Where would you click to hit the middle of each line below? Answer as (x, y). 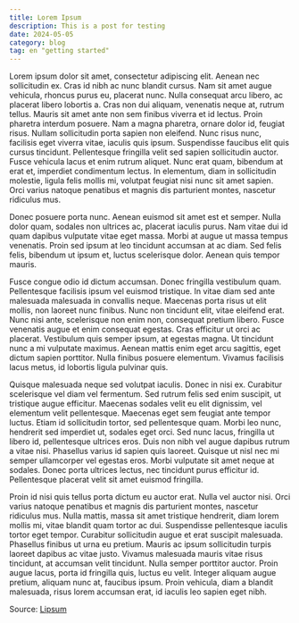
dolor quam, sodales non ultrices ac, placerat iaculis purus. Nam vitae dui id (149, 227)
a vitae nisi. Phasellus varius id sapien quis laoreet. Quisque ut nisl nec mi (144, 451)
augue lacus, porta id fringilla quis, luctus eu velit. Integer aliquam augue (143, 573)
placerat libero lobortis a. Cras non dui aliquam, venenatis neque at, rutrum (147, 105)
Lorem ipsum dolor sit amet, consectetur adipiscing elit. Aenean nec (135, 76)
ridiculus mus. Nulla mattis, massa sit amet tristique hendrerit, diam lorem (144, 516)
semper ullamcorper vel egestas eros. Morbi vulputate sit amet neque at (142, 460)
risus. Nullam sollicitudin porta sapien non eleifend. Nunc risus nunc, (135, 133)
